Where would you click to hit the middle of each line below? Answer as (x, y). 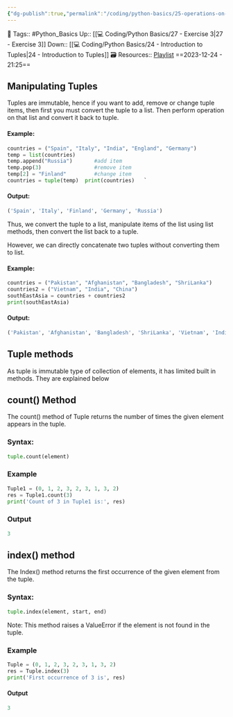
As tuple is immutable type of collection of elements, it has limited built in (112, 371)
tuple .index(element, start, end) (57, 612)
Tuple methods (41, 354)
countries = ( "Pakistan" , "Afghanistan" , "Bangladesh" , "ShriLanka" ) (110, 283)
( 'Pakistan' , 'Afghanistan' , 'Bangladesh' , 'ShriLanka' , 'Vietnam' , (108, 332)
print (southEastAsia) (38, 302)
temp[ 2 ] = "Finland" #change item (69, 174)
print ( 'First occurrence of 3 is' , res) (67, 677)
